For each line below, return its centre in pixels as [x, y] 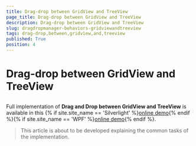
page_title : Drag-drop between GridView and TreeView [74, 17]
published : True [26, 39]
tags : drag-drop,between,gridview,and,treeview [66, 34]
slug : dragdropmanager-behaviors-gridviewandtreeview [74, 28]
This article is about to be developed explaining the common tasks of [104, 131]
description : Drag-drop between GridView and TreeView [75, 22]
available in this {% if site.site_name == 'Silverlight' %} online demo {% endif [98, 113]
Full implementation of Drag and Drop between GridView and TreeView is [97, 106]
